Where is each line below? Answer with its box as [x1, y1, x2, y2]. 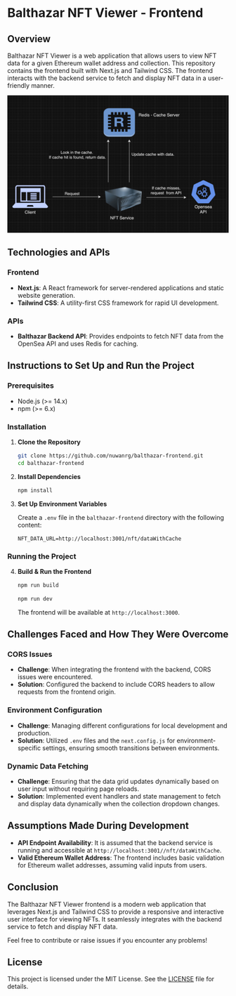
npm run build [17, 582, 59, 589]
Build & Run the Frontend [17, 567, 92, 575]
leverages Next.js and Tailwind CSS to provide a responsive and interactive [7, 907, 225, 916]
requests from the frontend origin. [17, 688, 116, 696]
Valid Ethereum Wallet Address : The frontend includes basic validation [17, 853, 225, 862]
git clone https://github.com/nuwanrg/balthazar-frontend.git [17, 452, 204, 459]
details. [7, 982, 29, 991]
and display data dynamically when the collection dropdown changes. [17, 799, 220, 808]
